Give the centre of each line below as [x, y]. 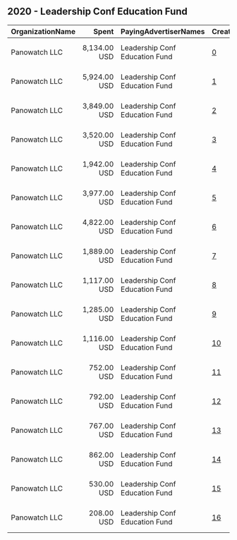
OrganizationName [43, 31]
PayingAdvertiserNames [163, 31]
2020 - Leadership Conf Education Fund [98, 12]
